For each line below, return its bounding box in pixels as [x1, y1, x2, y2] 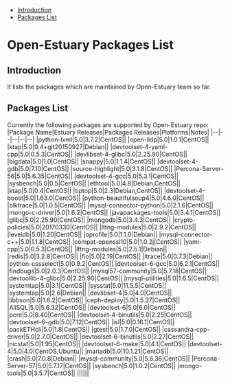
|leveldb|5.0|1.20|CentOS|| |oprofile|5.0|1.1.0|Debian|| [7, 230, 158, 238]
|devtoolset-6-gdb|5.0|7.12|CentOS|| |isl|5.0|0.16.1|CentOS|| [7, 317, 175, 326]
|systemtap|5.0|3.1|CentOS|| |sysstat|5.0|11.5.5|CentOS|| [7, 281, 167, 289]
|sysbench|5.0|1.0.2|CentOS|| [92, 361, 176, 370]
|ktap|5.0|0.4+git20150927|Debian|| [7, 142, 109, 150]
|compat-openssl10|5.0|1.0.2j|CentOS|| [71, 237, 182, 246]
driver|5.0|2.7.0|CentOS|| [7, 332, 78, 341]
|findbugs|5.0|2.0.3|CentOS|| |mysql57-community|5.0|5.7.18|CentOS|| [7, 267, 207, 275]
